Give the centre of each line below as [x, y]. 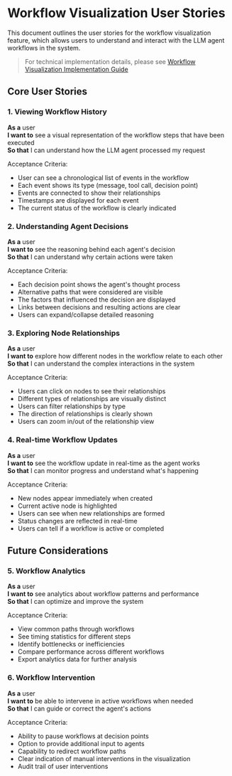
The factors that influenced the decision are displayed [96, 299]
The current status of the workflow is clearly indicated [97, 208]
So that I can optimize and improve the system [76, 602]
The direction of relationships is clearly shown [85, 414]
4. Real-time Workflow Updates [63, 440]
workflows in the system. [44, 48]
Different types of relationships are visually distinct [92, 399]
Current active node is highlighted [67, 506]
